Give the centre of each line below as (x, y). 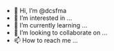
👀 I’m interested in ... (43, 18)
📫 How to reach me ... (46, 40)
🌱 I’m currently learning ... (50, 25)
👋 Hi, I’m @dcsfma (40, 11)
